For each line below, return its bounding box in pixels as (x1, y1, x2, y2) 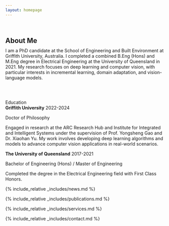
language (5, 75, 25, 81)
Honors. (5, 176, 22, 182)
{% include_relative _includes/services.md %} (5, 206, 102, 212)
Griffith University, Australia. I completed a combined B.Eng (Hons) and (5, 53, 155, 59)
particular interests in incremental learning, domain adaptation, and (5, 69, 147, 75)
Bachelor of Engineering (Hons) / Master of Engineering (5, 161, 123, 167)
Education (5, 99, 27, 105)
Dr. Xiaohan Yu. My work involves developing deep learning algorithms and (5, 135, 163, 141)
